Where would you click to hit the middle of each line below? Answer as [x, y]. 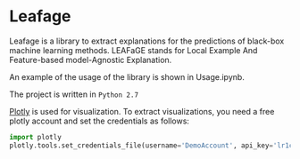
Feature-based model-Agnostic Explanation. [91, 60]
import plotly [36, 137]
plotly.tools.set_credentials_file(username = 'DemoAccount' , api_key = [142, 145]
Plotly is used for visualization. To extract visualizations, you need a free [142, 111]
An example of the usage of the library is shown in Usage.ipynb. [127, 76]
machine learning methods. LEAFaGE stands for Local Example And [133, 50]
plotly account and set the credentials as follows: [100, 121]
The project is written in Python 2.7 [74, 94]
